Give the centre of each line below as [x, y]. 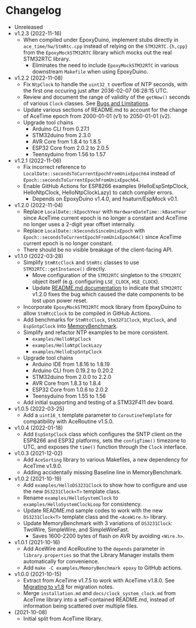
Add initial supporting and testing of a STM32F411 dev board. [98, 402]
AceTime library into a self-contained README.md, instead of [99, 599]
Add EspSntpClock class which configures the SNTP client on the [102, 434]
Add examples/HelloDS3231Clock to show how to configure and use [105, 485]
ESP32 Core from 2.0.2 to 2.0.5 [71, 148]
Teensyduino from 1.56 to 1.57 [69, 154]
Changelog [33, 10]
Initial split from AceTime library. [63, 618]
